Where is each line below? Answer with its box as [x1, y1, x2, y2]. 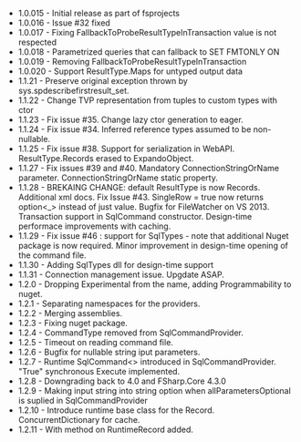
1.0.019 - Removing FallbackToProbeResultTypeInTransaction [17, 57, 247, 67]
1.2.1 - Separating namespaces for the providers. [17, 298, 201, 309]
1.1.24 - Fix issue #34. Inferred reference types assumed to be [17, 124, 252, 135]
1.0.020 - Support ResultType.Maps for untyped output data [17, 66, 244, 77]
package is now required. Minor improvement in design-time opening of [17, 241, 289, 251]
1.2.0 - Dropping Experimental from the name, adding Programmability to [17, 279, 292, 290]
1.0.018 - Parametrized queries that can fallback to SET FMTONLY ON [17, 46, 280, 57]
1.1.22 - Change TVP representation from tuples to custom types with [17, 95, 278, 106]
